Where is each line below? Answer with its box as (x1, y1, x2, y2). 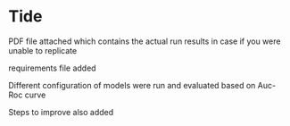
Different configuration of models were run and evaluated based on (8, 80, 256, 90)
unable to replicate (8, 45, 78, 55)
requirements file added (8, 63, 96, 73)
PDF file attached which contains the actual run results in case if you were (8, 36, 281, 46)
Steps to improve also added (8, 106, 114, 117)
